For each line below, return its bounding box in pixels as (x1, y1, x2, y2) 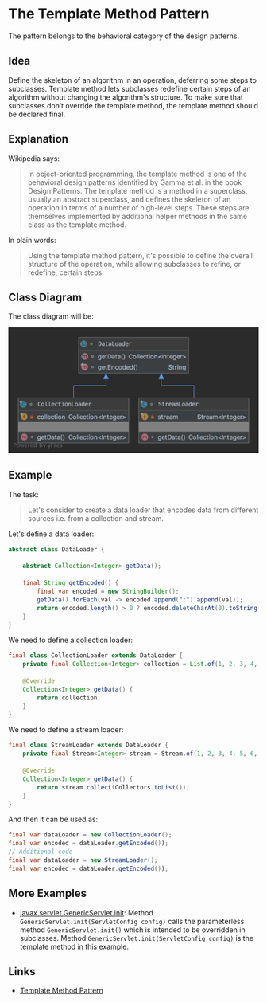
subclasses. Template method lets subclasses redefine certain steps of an (8, 84, 251, 93)
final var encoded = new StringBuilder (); (37, 587, 180, 596)
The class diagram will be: (8, 311, 94, 321)
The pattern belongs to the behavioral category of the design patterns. (8, 31, 240, 41)
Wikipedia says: (8, 153, 60, 163)
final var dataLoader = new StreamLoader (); (8, 856, 158, 864)
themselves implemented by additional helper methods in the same (27, 211, 248, 221)
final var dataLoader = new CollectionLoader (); (8, 831, 172, 839)
